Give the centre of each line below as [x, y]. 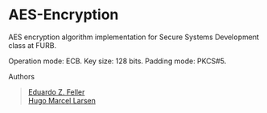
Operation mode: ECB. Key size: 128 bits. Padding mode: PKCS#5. [117, 61]
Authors [21, 76]
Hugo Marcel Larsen [62, 100]
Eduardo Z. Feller [56, 92]
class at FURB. [33, 45]
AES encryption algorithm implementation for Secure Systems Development [134, 37]
